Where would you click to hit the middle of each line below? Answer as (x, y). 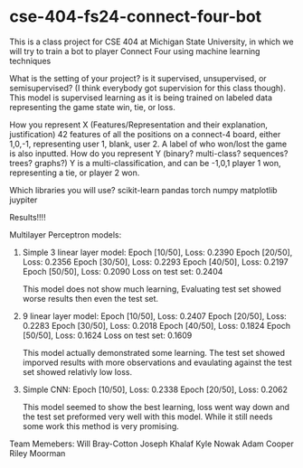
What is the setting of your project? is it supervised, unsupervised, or (138, 78)
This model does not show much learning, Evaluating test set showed (152, 289)
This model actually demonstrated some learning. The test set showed (154, 352)
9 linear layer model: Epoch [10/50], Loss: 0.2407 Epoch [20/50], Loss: (154, 316)
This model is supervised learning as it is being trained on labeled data (141, 98)
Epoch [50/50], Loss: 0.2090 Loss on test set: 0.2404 (123, 271)
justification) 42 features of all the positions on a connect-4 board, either (145, 134)
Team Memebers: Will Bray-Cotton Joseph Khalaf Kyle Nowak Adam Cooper (151, 444)
